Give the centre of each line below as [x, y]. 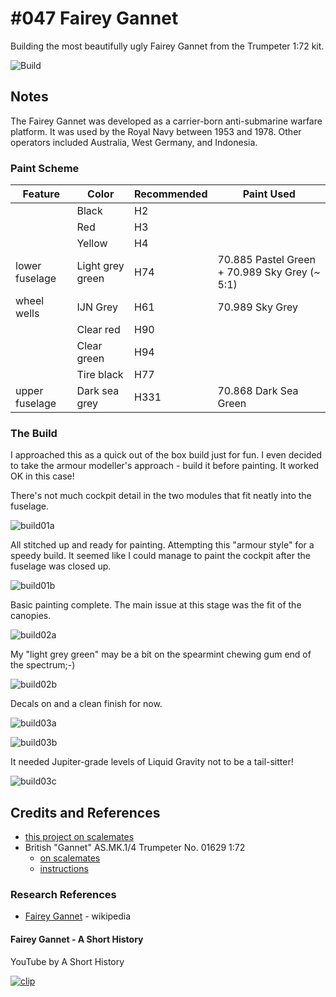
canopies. [31, 616]
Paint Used [269, 194]
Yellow [92, 244]
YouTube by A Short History [67, 961]
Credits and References [85, 812]
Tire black [100, 375]
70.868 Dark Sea [258, 391]
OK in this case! [42, 476]
